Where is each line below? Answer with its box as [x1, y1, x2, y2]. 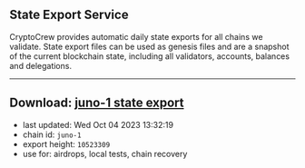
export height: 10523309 [22, 138, 111, 149]
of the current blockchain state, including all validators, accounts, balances [9, 50, 290, 62]
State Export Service [9, 7, 129, 23]
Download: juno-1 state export [9, 95, 184, 111]
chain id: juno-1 [22, 129, 82, 140]
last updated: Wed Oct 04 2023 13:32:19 [22, 119, 174, 130]
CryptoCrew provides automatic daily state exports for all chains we [9, 31, 263, 42]
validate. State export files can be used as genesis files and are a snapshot [9, 41, 290, 52]
